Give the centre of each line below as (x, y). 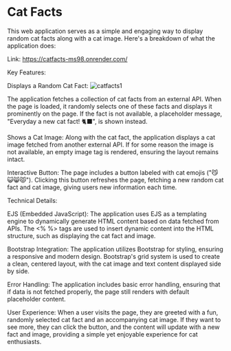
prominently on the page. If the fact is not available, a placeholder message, (114, 114)
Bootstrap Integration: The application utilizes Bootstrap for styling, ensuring (115, 249)
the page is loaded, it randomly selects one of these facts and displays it (110, 106)
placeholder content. (37, 299)
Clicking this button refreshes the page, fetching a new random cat (129, 180)
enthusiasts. (24, 341)
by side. (18, 271)
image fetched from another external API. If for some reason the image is (111, 145)
